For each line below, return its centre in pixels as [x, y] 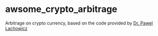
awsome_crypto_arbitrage [61, 9]
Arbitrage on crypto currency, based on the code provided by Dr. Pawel [79, 23]
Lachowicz [16, 28]
